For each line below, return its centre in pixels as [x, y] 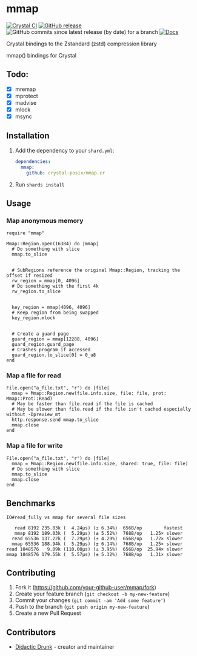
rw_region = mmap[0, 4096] [46, 281]
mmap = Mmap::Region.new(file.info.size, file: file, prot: [89, 393]
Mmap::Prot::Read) [29, 399]
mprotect [26, 96]
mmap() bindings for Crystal [42, 55]
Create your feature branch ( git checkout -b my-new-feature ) [92, 594]
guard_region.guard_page [43, 345]
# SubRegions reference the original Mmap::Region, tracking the [96, 270]
